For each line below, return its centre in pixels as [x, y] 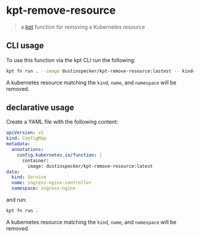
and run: [16, 200]
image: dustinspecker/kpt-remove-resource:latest [90, 166]
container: [35, 161]
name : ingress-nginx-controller [52, 183]
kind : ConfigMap [26, 138]
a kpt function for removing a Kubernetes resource [83, 27]
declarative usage [40, 108]
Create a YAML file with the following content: [62, 122]
